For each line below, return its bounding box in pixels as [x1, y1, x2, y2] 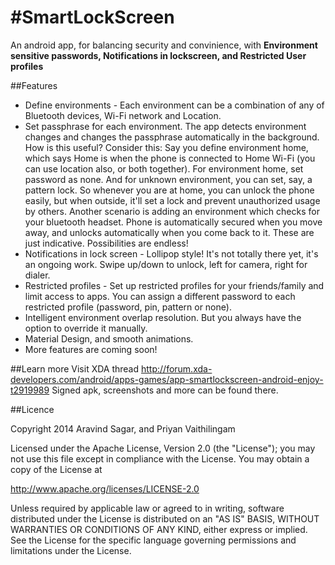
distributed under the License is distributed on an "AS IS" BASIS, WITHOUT [10, 512, 320, 525]
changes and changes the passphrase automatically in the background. [24, 131, 320, 143]
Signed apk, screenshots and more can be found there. [51, 384, 279, 396]
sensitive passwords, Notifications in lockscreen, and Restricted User [10, 49, 307, 61]
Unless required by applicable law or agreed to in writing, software [10, 502, 285, 514]
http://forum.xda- [141, 362, 213, 375]
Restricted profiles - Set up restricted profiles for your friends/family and [24, 279, 325, 291]
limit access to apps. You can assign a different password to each [24, 290, 296, 302]
